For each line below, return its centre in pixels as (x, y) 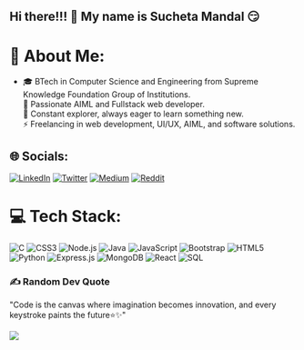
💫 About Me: (57, 56)
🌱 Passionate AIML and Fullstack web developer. (113, 105)
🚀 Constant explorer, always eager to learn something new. (133, 114)
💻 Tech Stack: (66, 217)
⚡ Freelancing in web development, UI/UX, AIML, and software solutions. (159, 125)
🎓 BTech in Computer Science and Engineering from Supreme (141, 82)
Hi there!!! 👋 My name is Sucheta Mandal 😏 (135, 17)
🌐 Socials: (39, 156)
